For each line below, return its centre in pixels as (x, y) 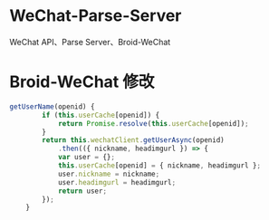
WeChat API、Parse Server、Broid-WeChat (90, 42)
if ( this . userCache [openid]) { (101, 115)
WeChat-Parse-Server (96, 16)
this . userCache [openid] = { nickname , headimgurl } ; (159, 166)
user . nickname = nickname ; (109, 174)
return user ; (82, 191)
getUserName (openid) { (52, 106)
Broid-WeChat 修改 (82, 82)
